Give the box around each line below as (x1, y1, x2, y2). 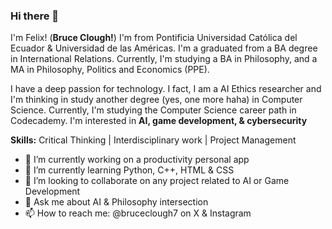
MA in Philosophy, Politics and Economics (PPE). (10, 64, 210, 76)
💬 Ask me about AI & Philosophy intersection (24, 196, 209, 208)
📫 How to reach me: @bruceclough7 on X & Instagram (24, 207, 252, 219)
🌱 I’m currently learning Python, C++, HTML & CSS (24, 164, 235, 176)
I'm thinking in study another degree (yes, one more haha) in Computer (10, 94, 303, 106)
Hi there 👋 (10, 9, 60, 23)
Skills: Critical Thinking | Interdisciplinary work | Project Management (10, 134, 297, 146)
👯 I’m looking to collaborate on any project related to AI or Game (24, 175, 290, 187)
